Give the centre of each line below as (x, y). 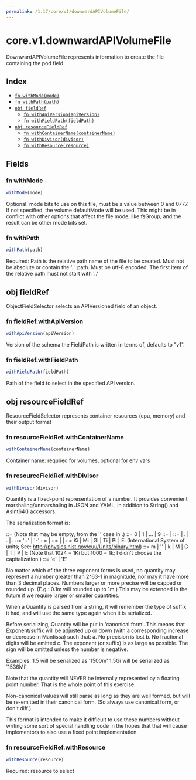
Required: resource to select (40, 771)
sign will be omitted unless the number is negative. (67, 649)
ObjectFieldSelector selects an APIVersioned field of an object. (82, 306)
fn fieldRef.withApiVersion (45, 321)
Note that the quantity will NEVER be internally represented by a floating (93, 679)
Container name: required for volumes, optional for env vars (78, 460)
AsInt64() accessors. (31, 511)
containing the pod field (35, 63)
